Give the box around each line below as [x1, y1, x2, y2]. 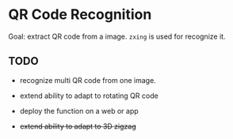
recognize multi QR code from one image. [19, 75, 156, 85]
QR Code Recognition [8, 6, 152, 24]
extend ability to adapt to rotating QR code [19, 91, 159, 100]
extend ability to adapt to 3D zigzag [19, 121, 136, 131]
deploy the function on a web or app [19, 106, 139, 115]
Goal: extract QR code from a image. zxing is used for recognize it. [8, 32, 226, 41]
